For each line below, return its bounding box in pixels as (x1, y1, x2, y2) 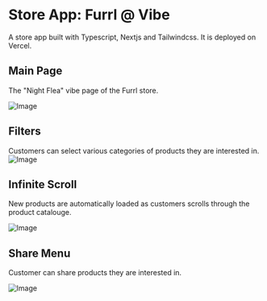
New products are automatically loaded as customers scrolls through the (8, 199, 250, 208)
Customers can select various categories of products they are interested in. (8, 146, 260, 155)
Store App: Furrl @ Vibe (8, 6, 171, 24)
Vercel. (8, 40, 32, 50)
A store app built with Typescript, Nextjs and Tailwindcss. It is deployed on (8, 32, 257, 42)
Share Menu (8, 246, 71, 260)
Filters (8, 125, 42, 138)
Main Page (8, 64, 63, 78)
